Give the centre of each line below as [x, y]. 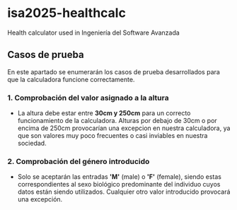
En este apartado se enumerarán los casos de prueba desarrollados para [114, 71]
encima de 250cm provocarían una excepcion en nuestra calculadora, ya [124, 128]
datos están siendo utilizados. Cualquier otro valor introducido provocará [124, 192]
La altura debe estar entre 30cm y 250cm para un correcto [104, 113]
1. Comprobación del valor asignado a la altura [88, 98]
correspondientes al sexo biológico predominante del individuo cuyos [119, 185]
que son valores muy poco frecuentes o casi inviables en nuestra [112, 136]
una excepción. [40, 199]
